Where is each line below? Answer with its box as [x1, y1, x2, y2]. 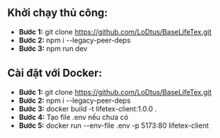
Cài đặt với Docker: [7, 67, 103, 80]
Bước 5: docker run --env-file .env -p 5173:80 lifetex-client [18, 121, 209, 130]
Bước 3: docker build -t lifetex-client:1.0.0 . [18, 103, 158, 113]
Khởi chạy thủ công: [7, 6, 108, 20]
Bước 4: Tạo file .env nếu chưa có [18, 112, 129, 122]
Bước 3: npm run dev [18, 43, 88, 53]
